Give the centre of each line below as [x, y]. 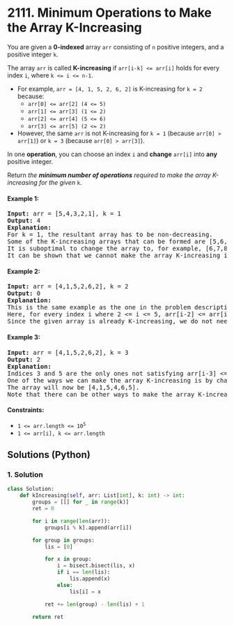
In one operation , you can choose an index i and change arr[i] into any [112, 154]
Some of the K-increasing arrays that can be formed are [107, 242]
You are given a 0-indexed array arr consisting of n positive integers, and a [116, 47]
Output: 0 [24, 293]
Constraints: [26, 410]
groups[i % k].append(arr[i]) [88, 528]
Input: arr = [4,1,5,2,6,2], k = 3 [68, 352]
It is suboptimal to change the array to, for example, [104, 249]
